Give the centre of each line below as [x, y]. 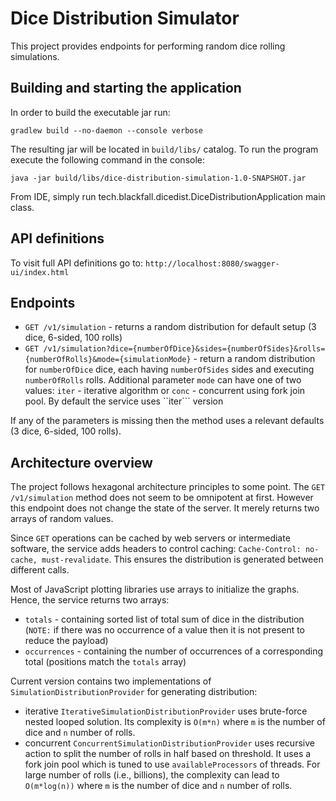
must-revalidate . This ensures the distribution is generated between [182, 559]
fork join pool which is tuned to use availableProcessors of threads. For [172, 764]
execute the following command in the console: [108, 159]
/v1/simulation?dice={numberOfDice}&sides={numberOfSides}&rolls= [184, 349]
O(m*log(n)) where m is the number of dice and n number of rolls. [158, 786]
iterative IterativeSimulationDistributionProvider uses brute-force [166, 711]
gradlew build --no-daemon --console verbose [106, 130]
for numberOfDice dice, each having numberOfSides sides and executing [169, 369]
